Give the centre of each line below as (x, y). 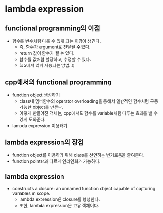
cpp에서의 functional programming (59, 82)
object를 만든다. (48, 107)
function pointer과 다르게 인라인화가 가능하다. (56, 161)
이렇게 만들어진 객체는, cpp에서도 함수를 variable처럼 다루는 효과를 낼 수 (88, 113)
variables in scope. (31, 193)
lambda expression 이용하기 (40, 125)
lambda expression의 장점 (44, 142)
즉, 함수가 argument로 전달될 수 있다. (55, 47)
